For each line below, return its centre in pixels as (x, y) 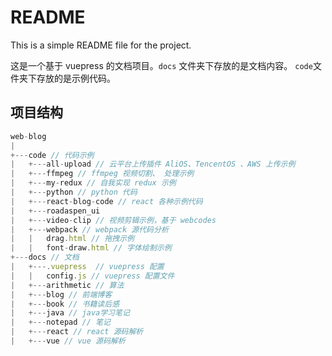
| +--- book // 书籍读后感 (65, 304)
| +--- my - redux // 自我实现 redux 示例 (93, 183)
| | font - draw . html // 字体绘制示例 (91, 248)
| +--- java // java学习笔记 (70, 313)
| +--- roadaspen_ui (55, 211)
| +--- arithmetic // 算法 (67, 285)
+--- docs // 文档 (45, 257)
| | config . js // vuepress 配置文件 (92, 276)
